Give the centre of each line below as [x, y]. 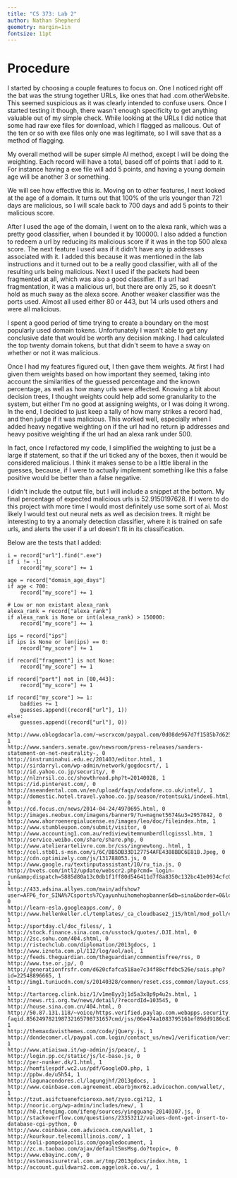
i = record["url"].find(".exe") [55, 556]
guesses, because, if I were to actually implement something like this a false [118, 470]
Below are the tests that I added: [54, 543]
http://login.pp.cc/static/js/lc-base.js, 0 [74, 1057]
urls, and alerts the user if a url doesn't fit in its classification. [96, 529]
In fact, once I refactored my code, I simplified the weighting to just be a [112, 448]
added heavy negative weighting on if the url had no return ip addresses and [119, 427]
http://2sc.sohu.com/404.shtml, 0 [58, 939]
